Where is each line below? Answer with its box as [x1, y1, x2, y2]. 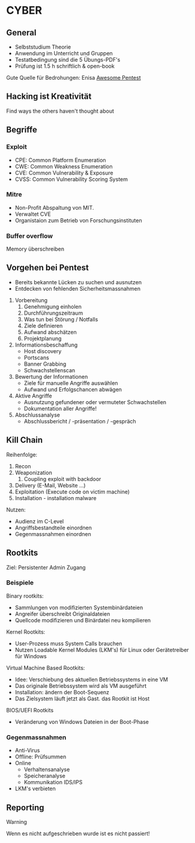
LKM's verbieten [14, 785, 56, 792]
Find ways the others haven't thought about [6, 107, 114, 115]
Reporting [6, 802, 44, 812]
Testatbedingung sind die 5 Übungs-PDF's [14, 56, 121, 63]
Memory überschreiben [6, 245, 65, 252]
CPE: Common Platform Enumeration [14, 156, 106, 164]
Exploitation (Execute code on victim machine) [14, 488, 130, 495]
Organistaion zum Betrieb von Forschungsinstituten [14, 216, 142, 224]
